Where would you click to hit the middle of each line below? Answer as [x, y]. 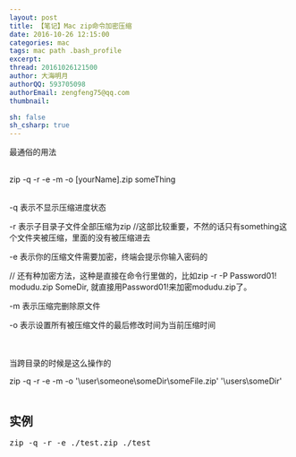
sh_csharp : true [39, 125]
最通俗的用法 [33, 152]
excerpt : [25, 59]
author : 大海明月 [39, 76]
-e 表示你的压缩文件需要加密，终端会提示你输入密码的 [109, 257]
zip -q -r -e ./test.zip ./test [80, 443]
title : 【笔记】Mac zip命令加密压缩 [71, 26]
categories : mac [39, 43]
